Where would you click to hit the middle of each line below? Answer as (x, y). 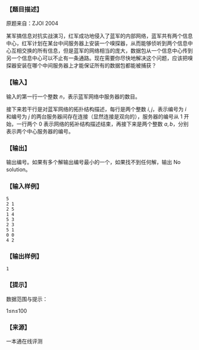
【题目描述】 (25, 9)
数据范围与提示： (27, 299)
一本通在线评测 (24, 341)
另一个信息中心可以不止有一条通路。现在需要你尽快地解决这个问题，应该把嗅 (99, 58)
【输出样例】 (25, 256)
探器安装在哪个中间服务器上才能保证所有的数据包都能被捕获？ (81, 66)
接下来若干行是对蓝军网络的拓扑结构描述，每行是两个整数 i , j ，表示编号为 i (96, 109)
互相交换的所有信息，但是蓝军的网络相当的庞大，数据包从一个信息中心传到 (102, 51)
